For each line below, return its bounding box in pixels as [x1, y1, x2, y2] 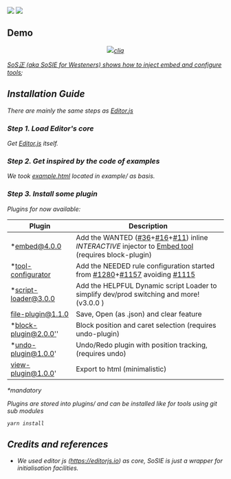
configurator [10, 269, 51, 279]
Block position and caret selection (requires [75, 320, 217, 330]
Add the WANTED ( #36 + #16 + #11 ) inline [75, 232, 208, 242]
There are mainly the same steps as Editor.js [7, 107, 134, 115]
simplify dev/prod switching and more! [75, 289, 200, 299]
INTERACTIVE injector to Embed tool [75, 241, 194, 251]
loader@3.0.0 [10, 293, 55, 303]
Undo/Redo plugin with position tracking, [75, 340, 208, 350]
